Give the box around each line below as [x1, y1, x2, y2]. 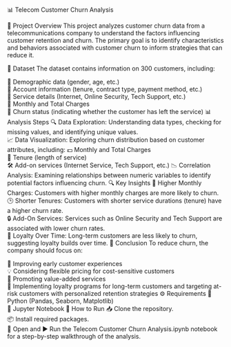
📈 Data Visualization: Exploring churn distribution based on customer [7, 135, 205, 144]
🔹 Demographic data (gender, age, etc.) [7, 78, 120, 86]
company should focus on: [7, 246, 83, 254]
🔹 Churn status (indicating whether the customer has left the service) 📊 [7, 108, 212, 115]
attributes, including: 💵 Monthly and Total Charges [7, 146, 152, 153]
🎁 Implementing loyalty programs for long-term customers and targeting [7, 282, 212, 290]
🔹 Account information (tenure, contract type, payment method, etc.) [7, 85, 203, 93]
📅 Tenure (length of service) [7, 153, 88, 161]
